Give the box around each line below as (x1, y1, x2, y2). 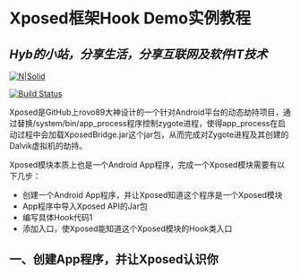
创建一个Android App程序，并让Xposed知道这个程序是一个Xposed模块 (21, 190, 283, 200)
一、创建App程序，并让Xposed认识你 (9, 252, 219, 267)
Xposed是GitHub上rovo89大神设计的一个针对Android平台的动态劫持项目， (9, 107, 284, 117)
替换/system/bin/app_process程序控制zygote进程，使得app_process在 (16, 118, 279, 128)
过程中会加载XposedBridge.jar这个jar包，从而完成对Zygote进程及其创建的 (16, 129, 289, 140)
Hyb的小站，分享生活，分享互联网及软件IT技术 (9, 47, 268, 62)
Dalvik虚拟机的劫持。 (9, 141, 88, 150)
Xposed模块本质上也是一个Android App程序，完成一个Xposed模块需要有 (9, 159, 278, 170)
